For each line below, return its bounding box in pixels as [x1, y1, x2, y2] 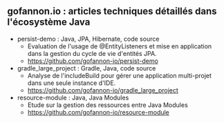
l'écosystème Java [7, 17, 91, 28]
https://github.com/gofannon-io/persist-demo [27, 57, 159, 65]
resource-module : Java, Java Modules [17, 93, 129, 102]
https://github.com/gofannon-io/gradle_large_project [27, 86, 178, 94]
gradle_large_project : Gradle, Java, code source [17, 64, 156, 72]
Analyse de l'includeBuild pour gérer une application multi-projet [27, 71, 212, 79]
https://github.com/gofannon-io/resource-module [27, 108, 169, 116]
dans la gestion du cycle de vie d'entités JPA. [27, 49, 157, 57]
